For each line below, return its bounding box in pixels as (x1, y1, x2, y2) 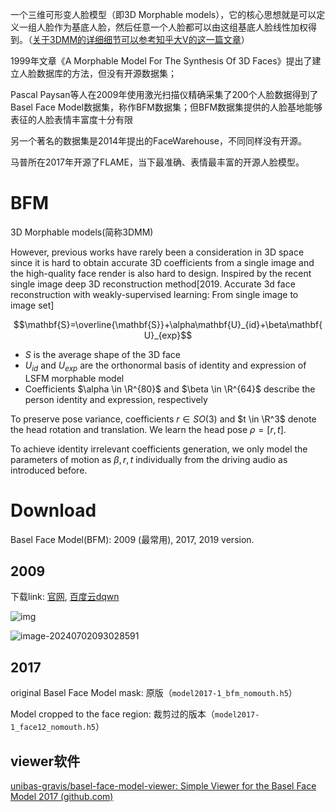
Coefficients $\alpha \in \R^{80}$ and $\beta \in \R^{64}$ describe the (24, 383, 316, 395)
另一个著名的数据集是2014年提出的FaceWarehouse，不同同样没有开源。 (10, 135, 307, 147)
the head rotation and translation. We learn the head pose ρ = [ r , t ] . (10, 423, 287, 435)
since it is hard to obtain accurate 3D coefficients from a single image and (10, 256, 315, 268)
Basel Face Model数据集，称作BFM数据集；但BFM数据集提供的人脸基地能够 (10, 101, 323, 113)
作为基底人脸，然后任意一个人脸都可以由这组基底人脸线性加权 (53, 21, 308, 33)
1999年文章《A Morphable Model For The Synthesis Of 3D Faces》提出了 (10, 55, 313, 67)
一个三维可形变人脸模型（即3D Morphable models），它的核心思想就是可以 (10, 9, 317, 20)
